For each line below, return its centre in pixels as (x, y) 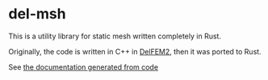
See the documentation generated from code (84, 67)
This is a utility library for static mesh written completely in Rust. (115, 36)
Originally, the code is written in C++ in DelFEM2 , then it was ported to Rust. (135, 51)
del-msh (37, 14)
